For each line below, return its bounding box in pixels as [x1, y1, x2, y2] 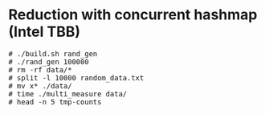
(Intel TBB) [8, 22, 81, 41]
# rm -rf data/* [8, 65, 72, 74]
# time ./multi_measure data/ [8, 89, 128, 98]
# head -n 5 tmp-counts [8, 97, 102, 106]
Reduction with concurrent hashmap [8, 6, 258, 24]
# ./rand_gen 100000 [8, 57, 90, 66]
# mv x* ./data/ [8, 81, 72, 90]
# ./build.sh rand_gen [8, 49, 98, 58]
